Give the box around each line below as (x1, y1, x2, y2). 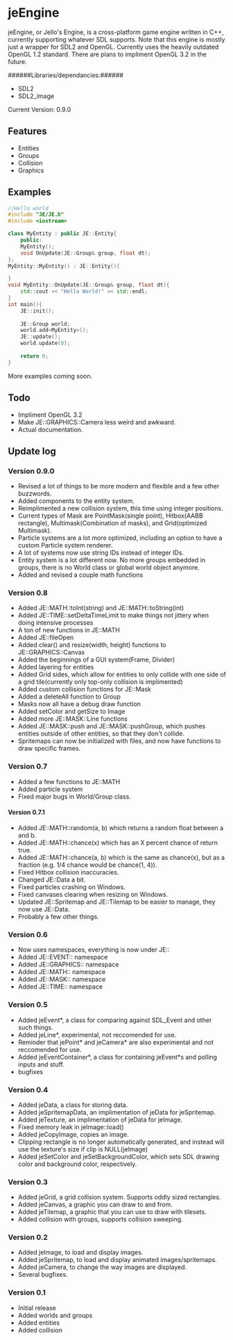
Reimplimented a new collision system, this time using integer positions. (17, 504, 224, 513)
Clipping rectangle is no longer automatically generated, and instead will (17, 1138, 225, 1146)
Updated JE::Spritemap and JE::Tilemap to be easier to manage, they (17, 898, 216, 906)
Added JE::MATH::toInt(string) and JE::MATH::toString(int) (17, 604, 184, 612)
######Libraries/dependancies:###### (8, 71, 124, 79)
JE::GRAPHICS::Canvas (17, 648, 85, 657)
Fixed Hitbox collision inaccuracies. (17, 868, 119, 876)
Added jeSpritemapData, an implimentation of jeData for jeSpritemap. (17, 1108, 216, 1116)
